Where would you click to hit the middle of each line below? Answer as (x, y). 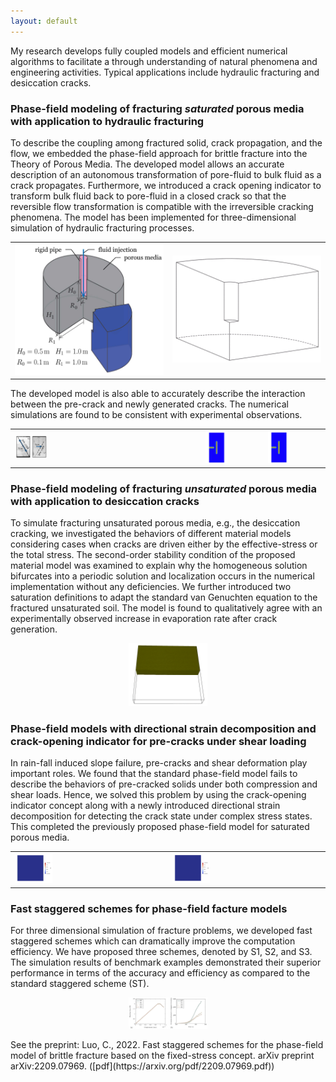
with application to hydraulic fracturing (107, 121)
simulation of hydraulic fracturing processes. (102, 227)
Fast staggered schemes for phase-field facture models (149, 908)
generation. (34, 629)
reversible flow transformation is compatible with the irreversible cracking (162, 206)
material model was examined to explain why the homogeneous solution (159, 566)
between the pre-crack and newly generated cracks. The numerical (149, 404)
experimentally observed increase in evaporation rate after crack (144, 619)
